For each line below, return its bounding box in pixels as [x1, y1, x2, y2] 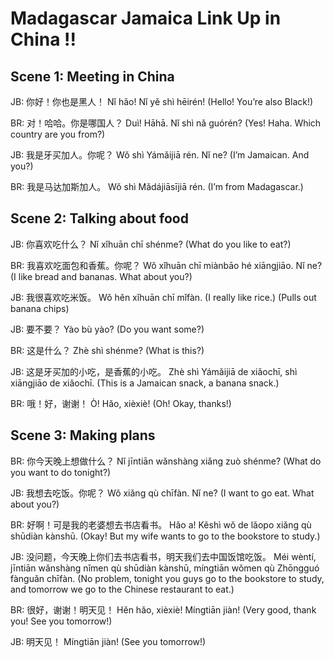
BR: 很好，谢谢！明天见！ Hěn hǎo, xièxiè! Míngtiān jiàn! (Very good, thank [10, 603, 317, 616]
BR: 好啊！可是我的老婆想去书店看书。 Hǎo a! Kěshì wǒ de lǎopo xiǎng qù [10, 518, 312, 531]
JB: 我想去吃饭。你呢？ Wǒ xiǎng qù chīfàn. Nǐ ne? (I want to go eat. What [10, 487, 315, 499]
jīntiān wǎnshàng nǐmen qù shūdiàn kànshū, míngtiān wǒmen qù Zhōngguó [10, 562, 320, 574]
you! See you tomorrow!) [10, 615, 113, 627]
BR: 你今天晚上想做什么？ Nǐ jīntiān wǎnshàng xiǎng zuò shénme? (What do [10, 455, 322, 467]
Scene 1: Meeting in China [10, 68, 175, 85]
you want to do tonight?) [10, 466, 112, 478]
